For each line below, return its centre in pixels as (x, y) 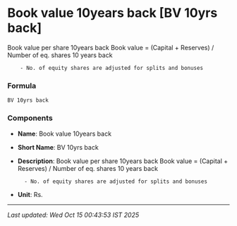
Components (30, 118)
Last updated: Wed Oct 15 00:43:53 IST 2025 (73, 215)
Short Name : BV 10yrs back (58, 147)
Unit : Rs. (30, 194)
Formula (22, 85)
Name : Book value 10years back (64, 133)
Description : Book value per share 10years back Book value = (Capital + (123, 161)
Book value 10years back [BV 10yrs (113, 13)
